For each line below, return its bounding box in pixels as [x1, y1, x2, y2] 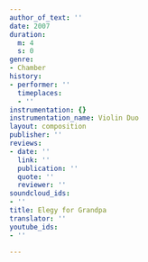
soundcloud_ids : [9, 189, 70, 198]
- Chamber [9, 64, 47, 73]
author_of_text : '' [9, 13, 83, 23]
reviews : [9, 139, 42, 148]
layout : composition [9, 122, 88, 131]
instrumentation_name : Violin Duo [9, 113, 140, 122]
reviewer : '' [17, 181, 67, 190]
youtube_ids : [9, 222, 59, 231]
